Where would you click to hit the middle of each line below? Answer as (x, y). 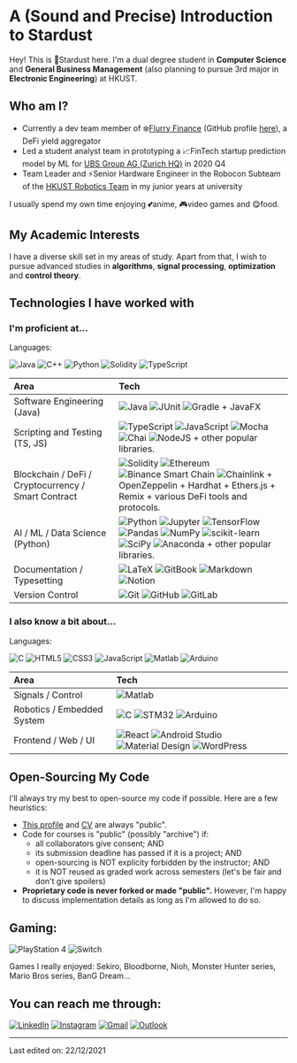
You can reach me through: (85, 1003)
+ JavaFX (241, 407)
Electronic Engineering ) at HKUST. (73, 78)
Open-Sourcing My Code (80, 777)
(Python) (32, 544)
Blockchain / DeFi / (53, 474)
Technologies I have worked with (102, 303)
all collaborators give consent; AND (99, 843)
